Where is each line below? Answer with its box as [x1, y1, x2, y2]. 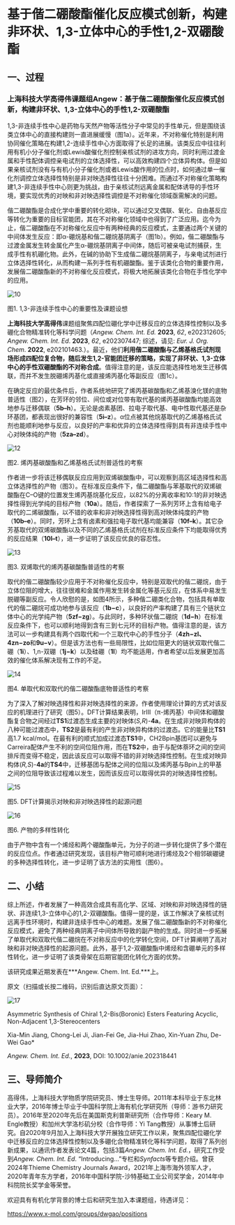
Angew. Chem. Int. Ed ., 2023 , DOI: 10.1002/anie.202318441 [7, 1051, 176, 1060]
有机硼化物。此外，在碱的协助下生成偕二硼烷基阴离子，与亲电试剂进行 [25, 249, 227, 258]
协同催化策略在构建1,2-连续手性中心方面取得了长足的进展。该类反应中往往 [7, 139, 220, 147]
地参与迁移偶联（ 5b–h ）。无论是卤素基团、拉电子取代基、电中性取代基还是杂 [7, 403, 227, 412]
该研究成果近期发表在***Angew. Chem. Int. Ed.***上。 [7, 967, 162, 976]
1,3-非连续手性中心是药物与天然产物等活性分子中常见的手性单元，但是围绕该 [7, 121, 226, 130]
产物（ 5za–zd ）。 [43, 430, 93, 438]
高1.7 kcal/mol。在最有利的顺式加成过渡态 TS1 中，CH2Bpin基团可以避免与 [7, 734, 218, 742]
